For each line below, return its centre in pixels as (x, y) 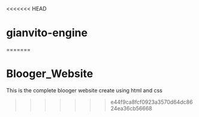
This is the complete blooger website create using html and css (85, 90)
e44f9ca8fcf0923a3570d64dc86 (152, 102)
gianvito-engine (47, 33)
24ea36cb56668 (132, 108)
